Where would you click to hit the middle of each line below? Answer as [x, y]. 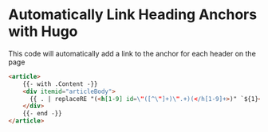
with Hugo [43, 31]
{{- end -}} [42, 114]
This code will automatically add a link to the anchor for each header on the [132, 53]
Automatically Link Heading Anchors [133, 15]
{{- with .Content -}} [60, 84]
